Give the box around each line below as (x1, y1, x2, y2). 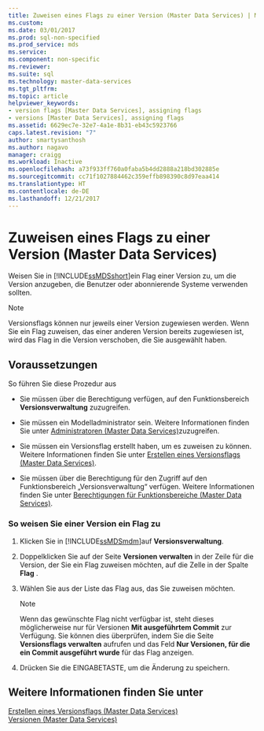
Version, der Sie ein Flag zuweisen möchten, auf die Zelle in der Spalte (19, 560, 249, 570)
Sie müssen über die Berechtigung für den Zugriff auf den (19, 473, 207, 483)
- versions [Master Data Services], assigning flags (8, 114, 185, 122)
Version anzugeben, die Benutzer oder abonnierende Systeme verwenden (8, 280, 248, 289)
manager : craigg (8, 150, 61, 158)
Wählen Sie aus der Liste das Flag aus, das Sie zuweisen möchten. (19, 584, 236, 593)
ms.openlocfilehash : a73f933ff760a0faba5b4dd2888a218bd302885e (8, 165, 220, 173)
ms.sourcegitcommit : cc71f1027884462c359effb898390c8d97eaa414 (8, 173, 220, 181)
